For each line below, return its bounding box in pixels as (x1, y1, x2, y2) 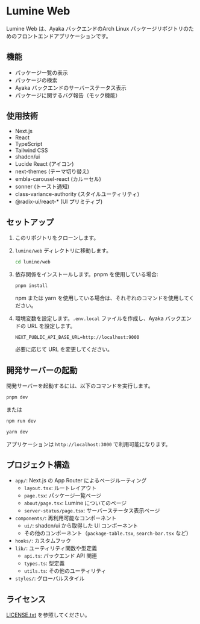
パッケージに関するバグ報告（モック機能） (14, 92, 121, 99)
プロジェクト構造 (6, 459, 70, 470)
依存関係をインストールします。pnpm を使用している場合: (14, 271, 158, 278)
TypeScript (14, 140, 43, 147)
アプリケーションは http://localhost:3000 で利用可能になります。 (6, 440, 171, 447)
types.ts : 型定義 (23, 559, 65, 567)
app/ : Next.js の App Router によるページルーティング (14, 477, 147, 484)
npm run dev (6, 418, 36, 424)
